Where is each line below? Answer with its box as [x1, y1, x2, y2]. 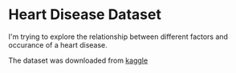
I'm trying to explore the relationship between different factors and [8, 32, 229, 41]
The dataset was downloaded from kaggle [8, 56, 149, 65]
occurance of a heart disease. [8, 40, 108, 49]
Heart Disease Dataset [8, 6, 162, 24]
